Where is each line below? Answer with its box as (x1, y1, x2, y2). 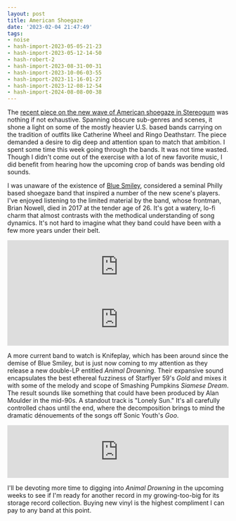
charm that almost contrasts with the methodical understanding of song (7, 212, 215, 220)
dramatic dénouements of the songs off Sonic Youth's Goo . (7, 411, 179, 420)
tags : (7, 30, 23, 37)
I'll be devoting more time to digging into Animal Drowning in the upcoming (7, 484, 224, 492)
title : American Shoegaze (7, 17, 83, 24)
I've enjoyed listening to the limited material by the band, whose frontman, (7, 196, 222, 205)
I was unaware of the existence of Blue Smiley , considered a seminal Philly (7, 181, 223, 190)
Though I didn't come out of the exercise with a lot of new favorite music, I (7, 153, 223, 162)
